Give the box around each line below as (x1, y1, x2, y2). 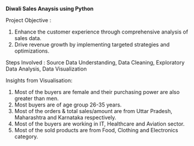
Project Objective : (5, 17, 52, 23)
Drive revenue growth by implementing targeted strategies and (14, 41, 170, 48)
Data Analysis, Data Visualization (5, 65, 87, 72)
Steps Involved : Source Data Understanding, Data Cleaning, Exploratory (5, 59, 185, 66)
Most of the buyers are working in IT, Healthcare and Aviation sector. (14, 120, 185, 127)
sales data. (14, 35, 41, 41)
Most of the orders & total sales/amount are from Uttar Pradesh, (14, 108, 172, 114)
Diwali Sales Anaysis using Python (5, 5, 94, 12)
